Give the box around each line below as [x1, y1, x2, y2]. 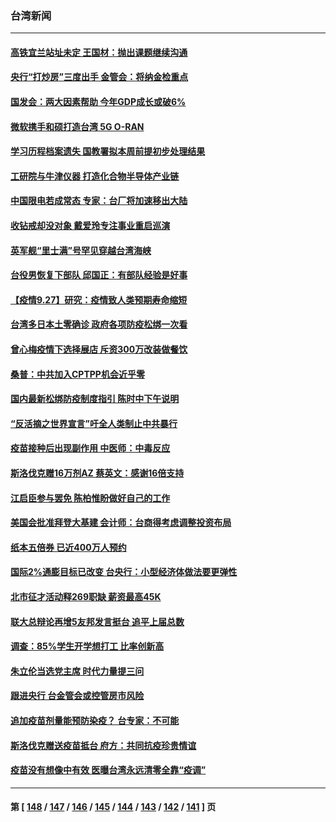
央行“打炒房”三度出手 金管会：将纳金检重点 [10, 71, 189, 83]
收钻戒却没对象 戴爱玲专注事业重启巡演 [10, 220, 171, 232]
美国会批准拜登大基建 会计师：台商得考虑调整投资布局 [10, 517, 232, 529]
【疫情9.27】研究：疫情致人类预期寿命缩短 [10, 293, 188, 306]
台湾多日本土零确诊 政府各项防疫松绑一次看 [10, 318, 188, 331]
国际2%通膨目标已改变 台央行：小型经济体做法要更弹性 [10, 566, 238, 578]
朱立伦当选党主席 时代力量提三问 [10, 665, 145, 677]
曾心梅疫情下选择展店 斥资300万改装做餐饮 [10, 343, 188, 356]
